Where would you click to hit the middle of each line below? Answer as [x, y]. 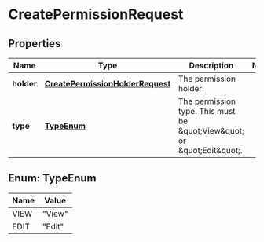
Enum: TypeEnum [52, 178]
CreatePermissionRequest [96, 15]
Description [211, 66]
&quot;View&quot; [211, 131]
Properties [35, 44]
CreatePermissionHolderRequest [108, 84]
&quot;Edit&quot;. [210, 150]
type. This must [207, 111]
